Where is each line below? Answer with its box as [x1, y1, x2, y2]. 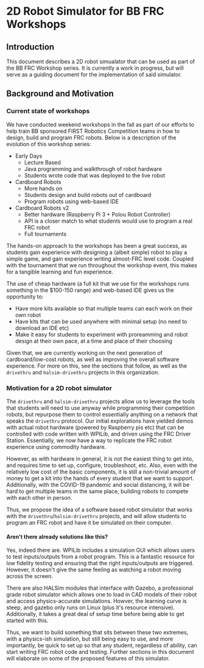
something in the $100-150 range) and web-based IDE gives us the [6, 286, 174, 294]
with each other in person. [6, 494, 72, 501]
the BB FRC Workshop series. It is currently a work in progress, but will [6, 64, 184, 72]
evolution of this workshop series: [6, 140, 91, 147]
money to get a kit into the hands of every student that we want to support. [6, 474, 194, 481]
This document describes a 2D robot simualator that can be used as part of [6, 58, 195, 65]
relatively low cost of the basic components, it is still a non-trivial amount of [6, 468, 196, 475]
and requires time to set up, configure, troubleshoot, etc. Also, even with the [6, 461, 198, 469]
